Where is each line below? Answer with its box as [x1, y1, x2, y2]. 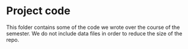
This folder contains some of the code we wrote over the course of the [6, 24, 180, 31]
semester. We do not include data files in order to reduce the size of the [6, 30, 183, 37]
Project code [6, 4, 70, 18]
